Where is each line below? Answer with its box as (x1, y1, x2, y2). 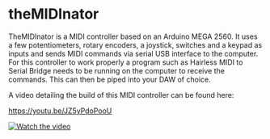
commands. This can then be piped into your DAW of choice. (8, 74, 212, 84)
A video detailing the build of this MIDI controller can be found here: (8, 90, 234, 99)
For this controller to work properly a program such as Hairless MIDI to (8, 57, 243, 67)
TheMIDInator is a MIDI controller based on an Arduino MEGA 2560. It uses (8, 32, 258, 41)
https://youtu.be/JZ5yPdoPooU (8, 106, 112, 116)
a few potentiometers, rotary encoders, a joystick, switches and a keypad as (8, 40, 263, 49)
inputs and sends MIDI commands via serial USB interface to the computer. (8, 48, 259, 58)
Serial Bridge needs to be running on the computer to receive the (8, 65, 225, 75)
